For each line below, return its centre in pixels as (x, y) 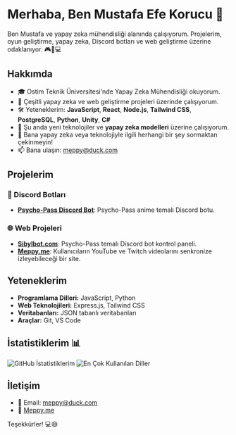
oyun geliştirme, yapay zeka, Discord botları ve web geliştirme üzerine (109, 41)
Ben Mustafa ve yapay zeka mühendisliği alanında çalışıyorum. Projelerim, (114, 34)
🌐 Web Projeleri (35, 228)
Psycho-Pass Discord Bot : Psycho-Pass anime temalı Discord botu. (116, 210)
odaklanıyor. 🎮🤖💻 (35, 49)
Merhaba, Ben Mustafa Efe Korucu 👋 (116, 14)
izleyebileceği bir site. (49, 258)
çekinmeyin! (35, 142)
